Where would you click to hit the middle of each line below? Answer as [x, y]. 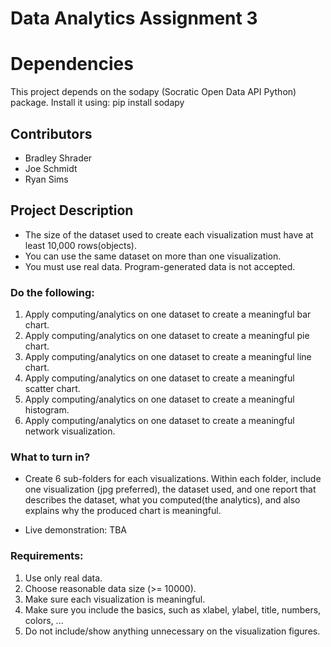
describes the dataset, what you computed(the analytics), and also [162, 500]
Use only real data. [63, 578]
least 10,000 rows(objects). [81, 245]
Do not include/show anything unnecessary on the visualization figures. [172, 631]
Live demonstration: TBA [76, 530]
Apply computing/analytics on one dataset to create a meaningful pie [167, 336]
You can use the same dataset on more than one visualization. [153, 256]
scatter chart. [52, 389]
